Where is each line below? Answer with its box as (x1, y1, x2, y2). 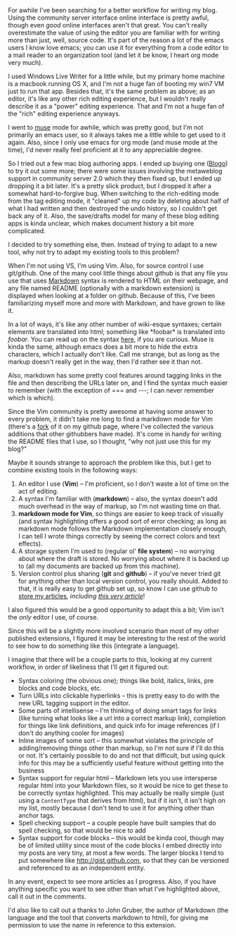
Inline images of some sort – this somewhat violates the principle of (18, 737, 214, 744)
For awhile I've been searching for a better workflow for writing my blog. (8, 6, 218, 14)
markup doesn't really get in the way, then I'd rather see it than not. (8, 357, 203, 366)
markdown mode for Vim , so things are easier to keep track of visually (18, 510, 224, 517)
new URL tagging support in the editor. (18, 699, 131, 707)
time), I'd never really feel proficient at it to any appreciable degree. (8, 146, 203, 154)
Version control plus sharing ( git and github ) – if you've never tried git (18, 569, 221, 577)
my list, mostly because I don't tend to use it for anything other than (18, 803, 215, 812)
